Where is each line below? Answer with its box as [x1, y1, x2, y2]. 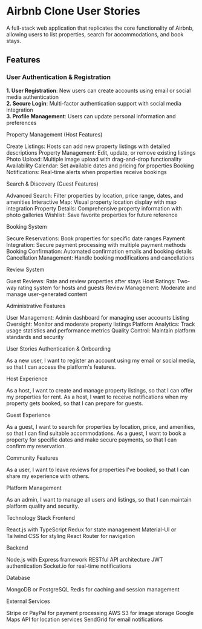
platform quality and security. [6, 502, 80, 510]
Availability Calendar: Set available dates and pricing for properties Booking [6, 162, 195, 169]
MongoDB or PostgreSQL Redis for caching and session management [6, 585, 180, 593]
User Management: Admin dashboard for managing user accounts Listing [6, 314, 189, 321]
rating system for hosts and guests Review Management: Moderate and [18, 284, 197, 291]
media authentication [6, 93, 59, 101]
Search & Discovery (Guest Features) [6, 180, 99, 187]
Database [6, 574, 30, 581]
